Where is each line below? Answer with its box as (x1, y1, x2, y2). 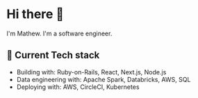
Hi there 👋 (6, 6, 64, 22)
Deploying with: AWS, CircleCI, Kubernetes (16, 83, 140, 91)
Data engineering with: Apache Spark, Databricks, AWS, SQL (16, 75, 191, 83)
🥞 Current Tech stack (6, 49, 100, 61)
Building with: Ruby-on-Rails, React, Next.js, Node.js (16, 67, 167, 76)
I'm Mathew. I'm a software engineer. (6, 29, 113, 38)
